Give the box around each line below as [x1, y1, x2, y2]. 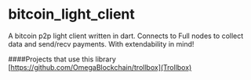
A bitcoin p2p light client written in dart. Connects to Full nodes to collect [8, 31, 244, 40]
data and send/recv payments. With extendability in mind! [8, 39, 195, 48]
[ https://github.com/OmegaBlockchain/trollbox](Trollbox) [8, 62, 192, 71]
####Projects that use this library [8, 54, 116, 64]
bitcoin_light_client [8, 5, 136, 23]
